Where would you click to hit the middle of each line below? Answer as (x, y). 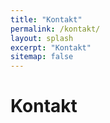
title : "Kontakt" (46, 19)
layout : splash (42, 38)
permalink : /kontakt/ (55, 29)
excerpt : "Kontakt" (51, 47)
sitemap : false (42, 57)
